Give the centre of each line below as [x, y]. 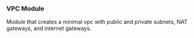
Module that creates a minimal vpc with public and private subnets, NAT [97, 22]
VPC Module [25, 9]
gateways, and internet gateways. [49, 28]
